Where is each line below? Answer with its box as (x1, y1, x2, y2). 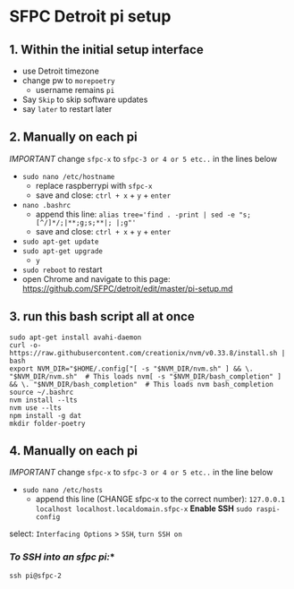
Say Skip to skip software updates (21, 94, 148, 105)
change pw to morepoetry (21, 75, 115, 86)
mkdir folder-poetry (9, 419, 87, 428)
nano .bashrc (21, 201, 71, 209)
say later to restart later (21, 104, 113, 114)
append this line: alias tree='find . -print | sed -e (35, 209, 235, 219)
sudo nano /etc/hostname (21, 172, 115, 181)
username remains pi (35, 85, 115, 95)
